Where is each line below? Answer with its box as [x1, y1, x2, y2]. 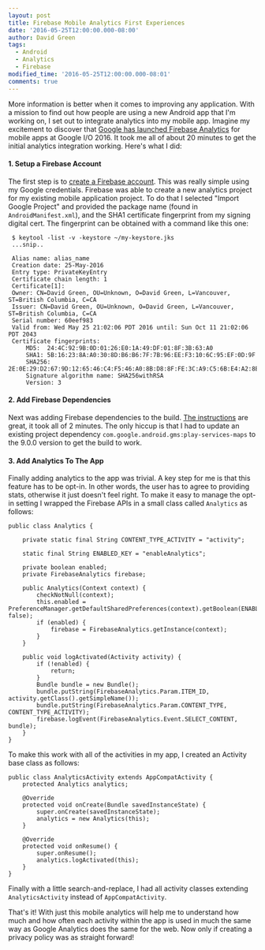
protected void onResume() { [22, 843, 118, 851]
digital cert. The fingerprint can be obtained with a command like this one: [8, 218, 249, 228]
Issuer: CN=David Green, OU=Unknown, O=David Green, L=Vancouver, [11, 303, 235, 311]
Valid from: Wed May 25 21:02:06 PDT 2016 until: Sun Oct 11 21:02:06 [11, 323, 248, 331]
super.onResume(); [36, 849, 97, 858]
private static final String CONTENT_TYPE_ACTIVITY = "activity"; [22, 536, 245, 544]
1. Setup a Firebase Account [8, 159, 102, 169]
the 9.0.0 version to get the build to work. [8, 438, 143, 447]
